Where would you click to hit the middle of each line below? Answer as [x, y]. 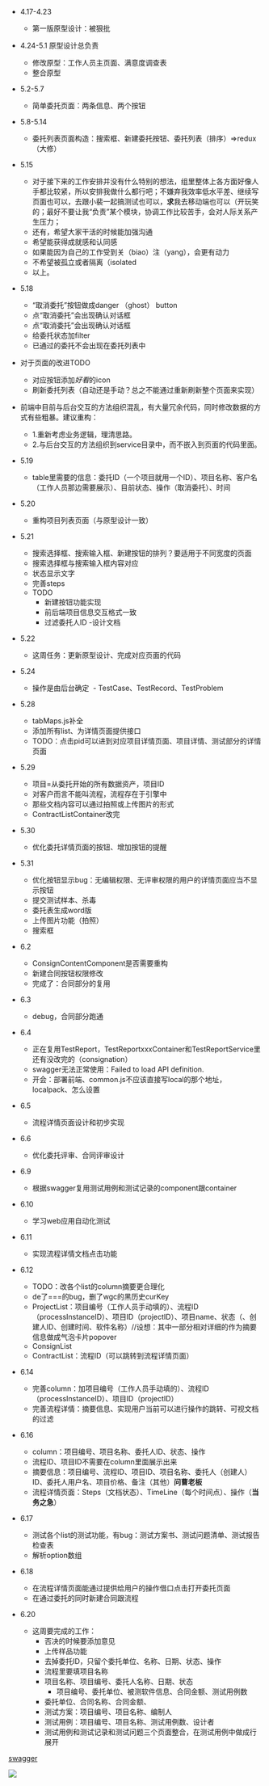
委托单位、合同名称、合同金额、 [97, 1702]
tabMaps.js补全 [57, 721]
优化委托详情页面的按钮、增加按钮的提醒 [99, 847]
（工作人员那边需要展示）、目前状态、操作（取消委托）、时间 [131, 487]
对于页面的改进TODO [55, 362]
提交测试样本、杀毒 [64, 900]
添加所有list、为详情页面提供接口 [86, 731]
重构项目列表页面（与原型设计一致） [92, 520]
